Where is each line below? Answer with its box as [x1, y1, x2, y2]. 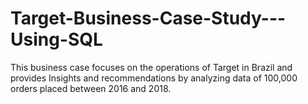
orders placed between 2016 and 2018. [10, 82, 172, 94]
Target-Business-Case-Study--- [10, 7, 287, 30]
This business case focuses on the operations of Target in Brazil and [10, 61, 293, 73]
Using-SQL [10, 28, 103, 51]
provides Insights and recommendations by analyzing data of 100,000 [10, 72, 298, 84]
